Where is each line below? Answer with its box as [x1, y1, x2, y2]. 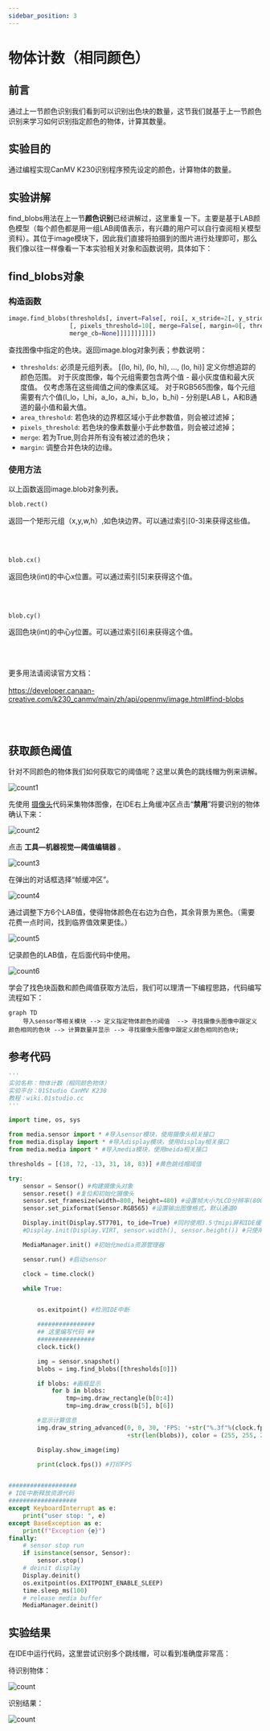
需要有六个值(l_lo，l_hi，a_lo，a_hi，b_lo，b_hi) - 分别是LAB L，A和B [19, 392, 251, 402]
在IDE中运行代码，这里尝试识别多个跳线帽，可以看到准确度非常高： [8, 1649, 231, 1659]
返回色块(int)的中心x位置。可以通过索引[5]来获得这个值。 [8, 572, 197, 581]
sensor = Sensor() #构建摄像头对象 [22, 1182, 133, 1190]
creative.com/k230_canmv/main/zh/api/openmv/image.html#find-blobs [8, 695, 244, 704]
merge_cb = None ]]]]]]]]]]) [69, 329, 157, 338]
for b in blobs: [51, 1387, 106, 1395]
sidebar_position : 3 [8, 11, 78, 20]
